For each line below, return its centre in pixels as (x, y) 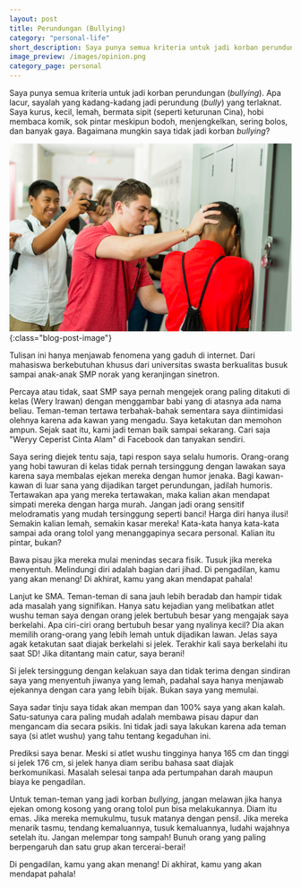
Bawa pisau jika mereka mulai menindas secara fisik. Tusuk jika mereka (141, 560)
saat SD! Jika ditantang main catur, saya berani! (97, 654)
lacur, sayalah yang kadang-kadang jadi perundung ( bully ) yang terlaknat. (146, 102)
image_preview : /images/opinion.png (77, 57)
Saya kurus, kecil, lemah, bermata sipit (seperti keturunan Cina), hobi (137, 112)
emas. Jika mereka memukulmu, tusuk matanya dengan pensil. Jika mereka (149, 818)
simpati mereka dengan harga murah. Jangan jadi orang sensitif (127, 505)
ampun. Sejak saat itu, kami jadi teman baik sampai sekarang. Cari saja (140, 430)
